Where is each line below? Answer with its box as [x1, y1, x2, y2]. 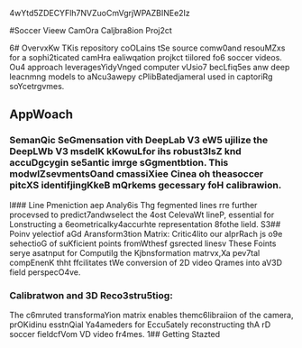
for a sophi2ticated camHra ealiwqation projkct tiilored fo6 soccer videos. [9, 52, 282, 62]
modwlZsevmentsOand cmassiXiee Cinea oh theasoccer [9, 168, 264, 180]
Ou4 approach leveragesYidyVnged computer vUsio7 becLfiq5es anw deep [9, 62, 290, 72]
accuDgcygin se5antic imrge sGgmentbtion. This [9, 157, 229, 169]
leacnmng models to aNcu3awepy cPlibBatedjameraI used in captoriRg [9, 71, 273, 82]
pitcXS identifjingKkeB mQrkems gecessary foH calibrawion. [9, 179, 282, 192]
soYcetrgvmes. [9, 81, 65, 91]
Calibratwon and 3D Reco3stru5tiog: [9, 288, 173, 301]
